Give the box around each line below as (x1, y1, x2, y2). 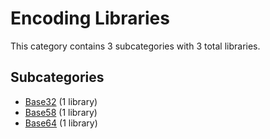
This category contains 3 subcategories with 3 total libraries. (10, 40, 261, 52)
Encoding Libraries (10, 7, 170, 30)
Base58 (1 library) (24, 106, 98, 118)
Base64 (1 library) (24, 117, 98, 129)
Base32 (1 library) (24, 95, 98, 107)
